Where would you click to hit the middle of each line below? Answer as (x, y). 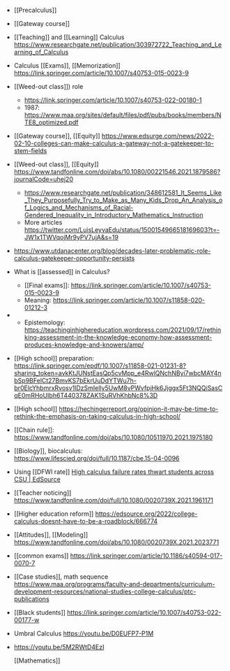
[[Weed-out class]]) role (48, 86)
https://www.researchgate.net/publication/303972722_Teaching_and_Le (118, 44)
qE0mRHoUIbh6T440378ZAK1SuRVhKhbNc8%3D (86, 395)
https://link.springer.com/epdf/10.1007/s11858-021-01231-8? (100, 366)
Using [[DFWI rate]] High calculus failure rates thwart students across (114, 472)
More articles (43, 222)
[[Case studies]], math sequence (61, 577)
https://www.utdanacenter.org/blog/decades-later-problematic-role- (112, 251)
